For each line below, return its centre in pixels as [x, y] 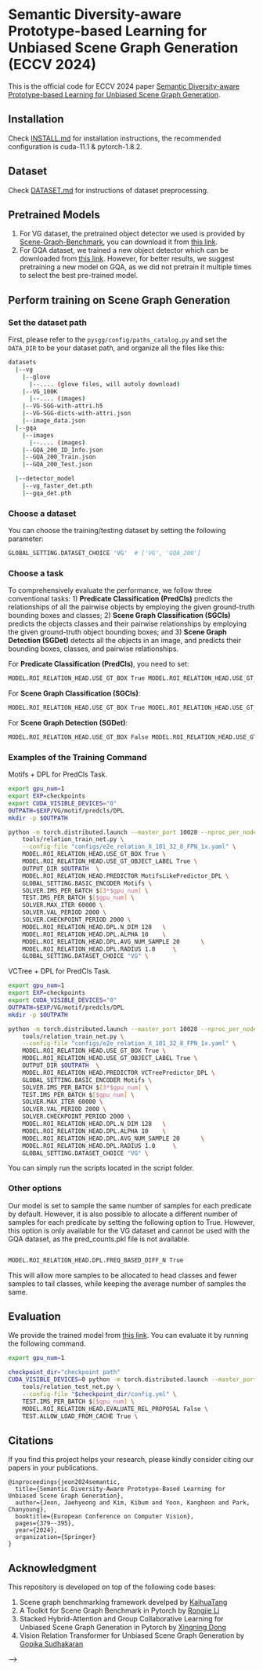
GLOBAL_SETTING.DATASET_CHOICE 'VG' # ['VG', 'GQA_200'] [104, 554]
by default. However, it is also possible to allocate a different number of [123, 1214]
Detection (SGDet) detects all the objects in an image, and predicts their [124, 641]
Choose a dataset [42, 513]
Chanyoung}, [27, 1510]
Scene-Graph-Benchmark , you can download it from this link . [119, 242]
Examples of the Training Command [77, 757]
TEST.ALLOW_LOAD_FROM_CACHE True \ [80, 1416]
